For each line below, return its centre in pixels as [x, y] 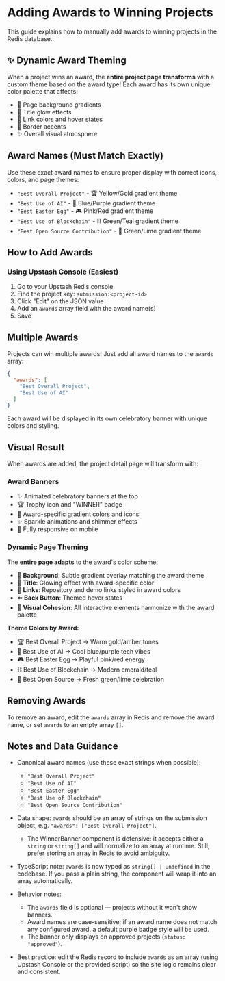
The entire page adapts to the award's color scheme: [83, 562]
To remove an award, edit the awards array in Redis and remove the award [111, 717]
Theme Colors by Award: [43, 628]
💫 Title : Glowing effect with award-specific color [85, 583]
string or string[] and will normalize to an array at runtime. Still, [118, 846]
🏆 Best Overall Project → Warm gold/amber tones [88, 641]
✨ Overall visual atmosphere [57, 133]
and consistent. [39, 972]
